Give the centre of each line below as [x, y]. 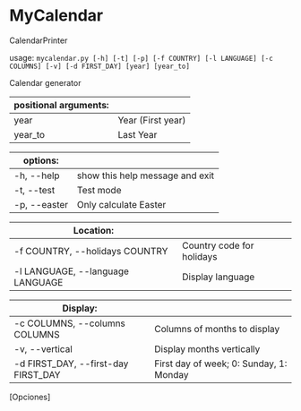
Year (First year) [152, 120]
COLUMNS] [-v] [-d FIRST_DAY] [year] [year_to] [100, 66]
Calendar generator [45, 82]
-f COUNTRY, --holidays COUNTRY [91, 251]
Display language [219, 277]
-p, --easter [41, 204]
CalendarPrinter [39, 40]
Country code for [218, 245]
